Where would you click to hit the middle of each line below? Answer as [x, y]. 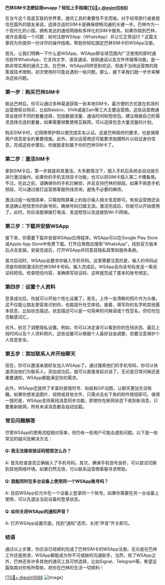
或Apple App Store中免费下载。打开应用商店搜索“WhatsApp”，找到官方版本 [82, 244]
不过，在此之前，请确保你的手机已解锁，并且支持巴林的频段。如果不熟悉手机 [82, 183]
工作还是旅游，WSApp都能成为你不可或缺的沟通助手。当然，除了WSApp [79, 555]
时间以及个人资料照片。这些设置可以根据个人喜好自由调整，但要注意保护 [82, 334]
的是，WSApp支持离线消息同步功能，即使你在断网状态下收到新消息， [83, 401]
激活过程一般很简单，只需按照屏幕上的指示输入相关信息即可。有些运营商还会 [82, 200]
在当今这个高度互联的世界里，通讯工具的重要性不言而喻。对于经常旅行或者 [80, 18]
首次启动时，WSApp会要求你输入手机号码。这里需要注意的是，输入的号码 [79, 260]
